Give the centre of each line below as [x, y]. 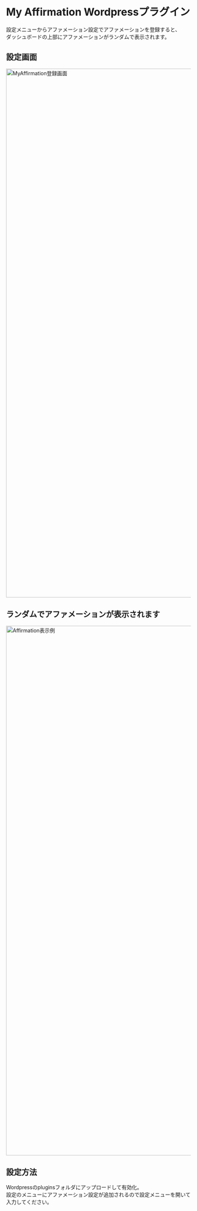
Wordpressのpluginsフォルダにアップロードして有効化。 [74, 1187]
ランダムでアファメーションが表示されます [83, 615]
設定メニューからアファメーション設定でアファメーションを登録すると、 [93, 29]
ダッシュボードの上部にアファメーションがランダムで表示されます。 [88, 36]
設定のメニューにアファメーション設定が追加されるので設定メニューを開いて [98, 1195]
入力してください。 [29, 1202]
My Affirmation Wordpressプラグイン [98, 12]
